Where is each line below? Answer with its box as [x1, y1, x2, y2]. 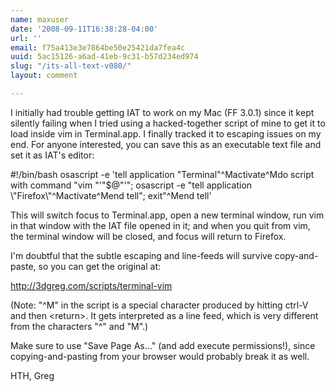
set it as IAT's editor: [10, 149, 95, 161]
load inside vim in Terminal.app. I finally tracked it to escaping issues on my [10, 127, 322, 140]
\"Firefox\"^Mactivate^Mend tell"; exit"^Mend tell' [10, 189, 212, 201]
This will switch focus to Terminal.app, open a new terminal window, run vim [10, 209, 325, 221]
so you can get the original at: [38, 260, 161, 272]
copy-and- [274, 249, 319, 261]
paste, [10, 260, 37, 272]
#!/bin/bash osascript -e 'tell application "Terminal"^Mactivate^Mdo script [10, 168, 315, 180]
